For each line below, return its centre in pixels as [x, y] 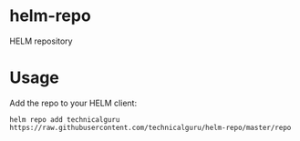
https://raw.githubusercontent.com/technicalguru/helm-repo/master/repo [150, 127]
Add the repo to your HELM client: [73, 103]
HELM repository [41, 41]
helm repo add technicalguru [65, 119]
